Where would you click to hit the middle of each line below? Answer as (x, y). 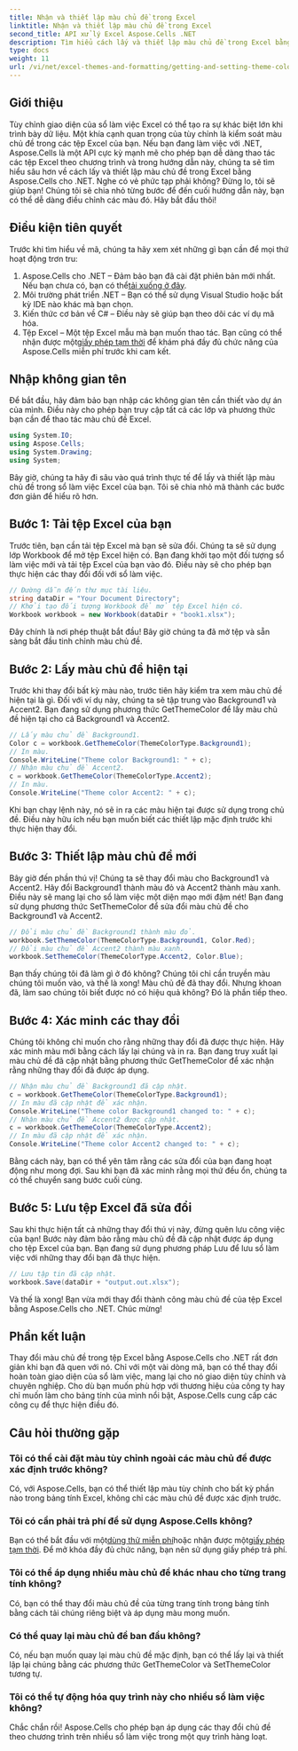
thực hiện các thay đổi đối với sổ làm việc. (86, 574)
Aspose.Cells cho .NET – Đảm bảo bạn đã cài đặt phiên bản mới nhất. (149, 275)
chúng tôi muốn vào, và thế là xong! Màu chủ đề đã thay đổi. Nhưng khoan (145, 983)
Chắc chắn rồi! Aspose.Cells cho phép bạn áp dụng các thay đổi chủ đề (140, 1727)
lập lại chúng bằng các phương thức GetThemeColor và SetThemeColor (140, 1665)
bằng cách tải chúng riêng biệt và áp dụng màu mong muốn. (120, 1612)
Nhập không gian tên (68, 379)
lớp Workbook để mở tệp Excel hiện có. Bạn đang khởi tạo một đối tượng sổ (147, 555)
